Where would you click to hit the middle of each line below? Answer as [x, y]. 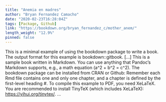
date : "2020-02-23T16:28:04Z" [37, 19]
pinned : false [20, 38]
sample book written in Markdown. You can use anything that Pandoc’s [78, 62]
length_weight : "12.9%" [30, 33]
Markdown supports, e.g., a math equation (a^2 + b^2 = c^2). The [72, 67]
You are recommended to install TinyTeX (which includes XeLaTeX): [75, 89]
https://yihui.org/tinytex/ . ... [33, 94]
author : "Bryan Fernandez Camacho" [42, 14]
